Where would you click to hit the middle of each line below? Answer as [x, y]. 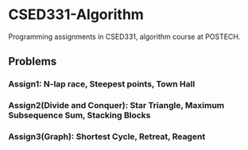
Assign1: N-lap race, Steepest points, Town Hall [102, 84]
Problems [33, 62]
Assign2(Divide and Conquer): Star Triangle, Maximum [116, 106]
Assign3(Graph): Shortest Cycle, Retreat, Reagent [107, 137]
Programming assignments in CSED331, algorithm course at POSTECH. [124, 37]
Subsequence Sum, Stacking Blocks [79, 115]
